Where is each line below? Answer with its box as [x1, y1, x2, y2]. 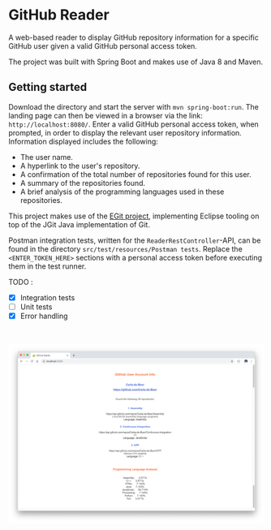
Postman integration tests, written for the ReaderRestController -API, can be [8, 235, 261, 245]
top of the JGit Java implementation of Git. [8, 219, 150, 229]
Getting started [8, 80, 88, 94]
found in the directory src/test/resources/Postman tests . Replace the [8, 243, 243, 253]
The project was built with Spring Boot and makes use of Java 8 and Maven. [8, 57, 264, 67]
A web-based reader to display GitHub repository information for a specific [8, 32, 260, 42]
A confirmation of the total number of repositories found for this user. [19, 169, 252, 179]
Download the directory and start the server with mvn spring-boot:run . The [8, 101, 260, 111]
